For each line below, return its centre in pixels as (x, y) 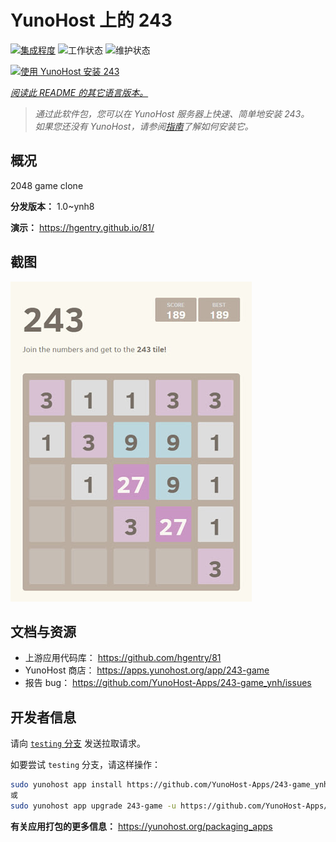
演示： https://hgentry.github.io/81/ (82, 227)
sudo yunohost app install (66, 785)
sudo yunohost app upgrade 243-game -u (93, 806)
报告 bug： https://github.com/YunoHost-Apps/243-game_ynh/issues (168, 683)
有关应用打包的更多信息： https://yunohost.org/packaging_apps (141, 826)
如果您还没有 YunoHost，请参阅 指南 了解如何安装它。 (144, 126)
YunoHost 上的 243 (91, 20)
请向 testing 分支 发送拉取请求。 (78, 743)
